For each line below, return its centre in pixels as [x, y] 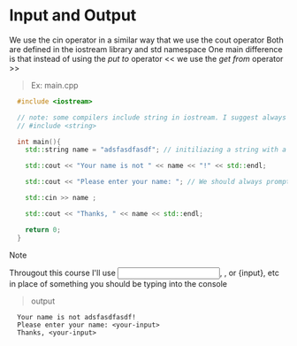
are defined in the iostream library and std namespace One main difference [146, 49]
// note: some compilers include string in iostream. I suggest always [152, 117]
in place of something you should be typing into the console [118, 283]
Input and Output [73, 15]
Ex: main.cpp [54, 85]
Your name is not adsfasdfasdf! [77, 317]
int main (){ [39, 142]
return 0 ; [43, 230]
